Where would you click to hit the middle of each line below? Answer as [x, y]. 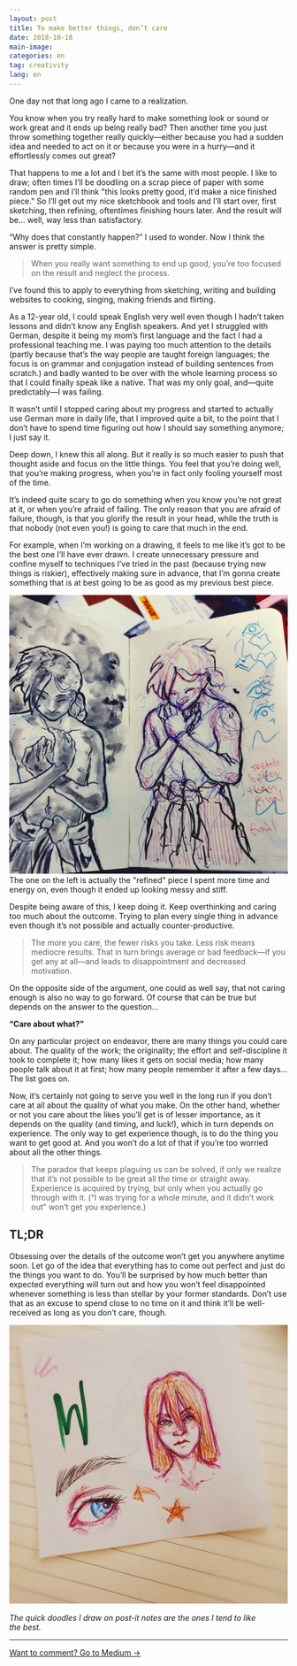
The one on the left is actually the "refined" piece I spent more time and [139, 879]
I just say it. [30, 437]
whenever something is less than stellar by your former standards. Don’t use [148, 1294]
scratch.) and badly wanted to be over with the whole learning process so [143, 372]
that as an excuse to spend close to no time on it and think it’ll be [127, 1303]
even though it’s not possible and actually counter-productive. [122, 925]
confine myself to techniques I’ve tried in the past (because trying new [138, 564]
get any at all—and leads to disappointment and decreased [138, 961]
